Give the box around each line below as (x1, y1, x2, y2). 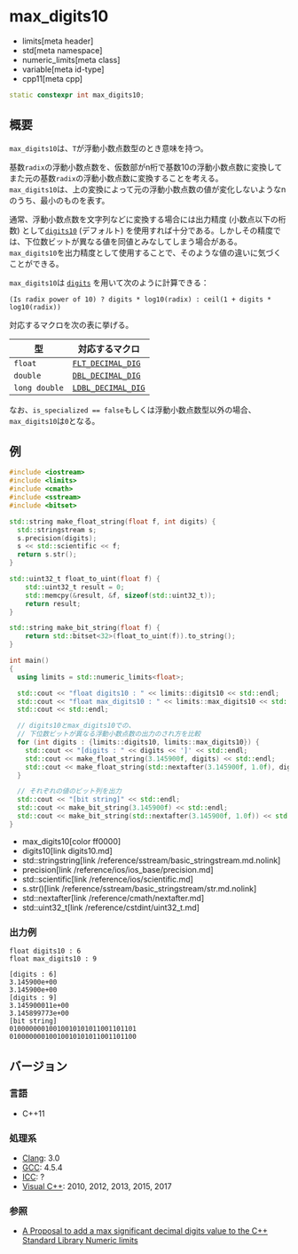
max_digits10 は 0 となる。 (9, 415, 100, 426)
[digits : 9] (9, 994, 58, 1002)
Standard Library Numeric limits (21, 1235, 139, 1246)
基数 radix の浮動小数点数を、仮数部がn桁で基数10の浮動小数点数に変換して (9, 162, 283, 172)
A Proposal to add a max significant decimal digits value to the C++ (21, 1226, 269, 1236)
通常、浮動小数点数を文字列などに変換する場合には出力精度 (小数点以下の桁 (9, 213, 286, 224)
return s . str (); (17, 550, 77, 559)
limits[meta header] (21, 36, 94, 46)
